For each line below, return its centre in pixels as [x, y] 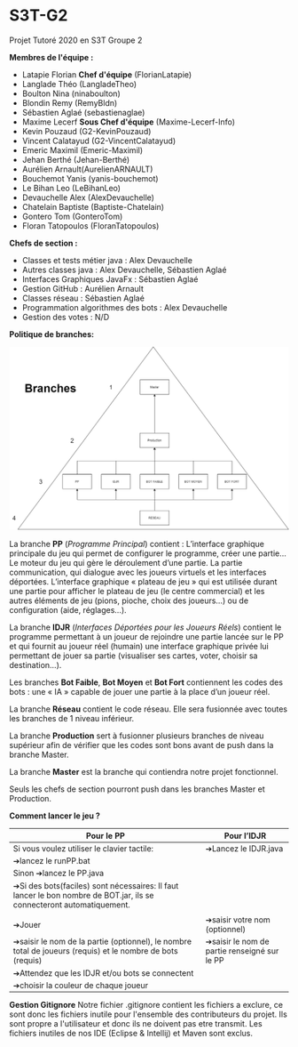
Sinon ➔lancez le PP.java [59, 874]
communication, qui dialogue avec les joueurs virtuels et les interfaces [138, 572]
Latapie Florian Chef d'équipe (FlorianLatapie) [107, 74]
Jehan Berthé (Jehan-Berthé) [76, 159]
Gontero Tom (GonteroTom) [72, 216]
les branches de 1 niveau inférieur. [72, 719]
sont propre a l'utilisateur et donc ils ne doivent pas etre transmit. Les [136, 1024]
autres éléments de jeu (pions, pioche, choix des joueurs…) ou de [129, 600]
